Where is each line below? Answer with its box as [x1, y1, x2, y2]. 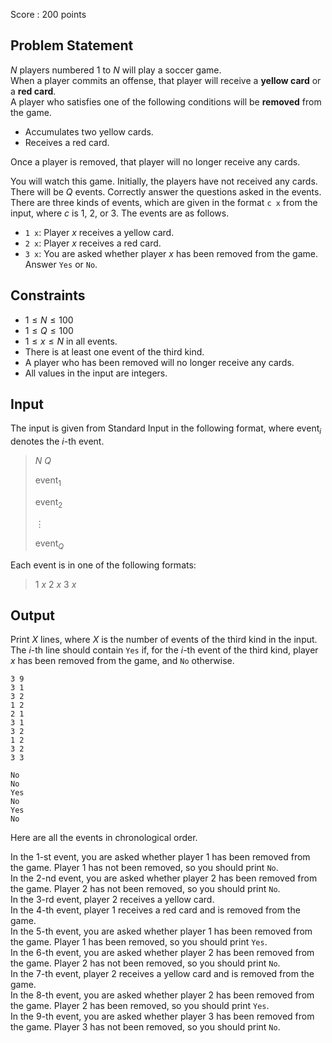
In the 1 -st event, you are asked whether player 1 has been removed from [10, 851, 311, 863]
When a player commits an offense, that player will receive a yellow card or [10, 74, 322, 86]
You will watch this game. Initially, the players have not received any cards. [10, 175, 318, 187]
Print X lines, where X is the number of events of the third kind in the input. [10, 634, 318, 646]
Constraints [10, 287, 86, 304]
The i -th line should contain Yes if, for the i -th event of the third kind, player [10, 644, 319, 656]
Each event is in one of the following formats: [10, 559, 197, 571]
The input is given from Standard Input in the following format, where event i [10, 422, 322, 437]
